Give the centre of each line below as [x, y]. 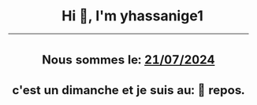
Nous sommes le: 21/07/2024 [128, 60]
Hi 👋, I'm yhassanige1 [132, 16]
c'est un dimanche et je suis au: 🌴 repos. [128, 90]
